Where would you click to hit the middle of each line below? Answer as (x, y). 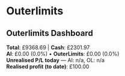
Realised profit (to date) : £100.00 (48, 66)
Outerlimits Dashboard (50, 33)
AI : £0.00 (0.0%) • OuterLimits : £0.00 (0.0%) (63, 54)
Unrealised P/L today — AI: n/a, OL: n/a (56, 60)
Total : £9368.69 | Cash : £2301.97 (48, 47)
